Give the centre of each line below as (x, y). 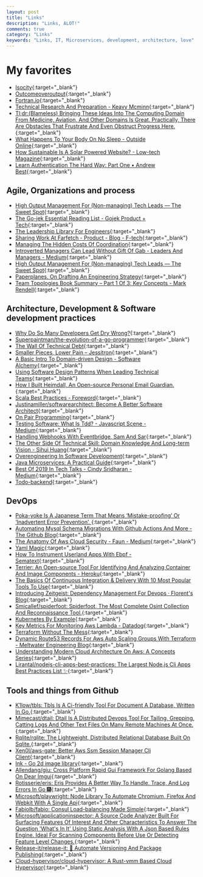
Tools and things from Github (63, 690)
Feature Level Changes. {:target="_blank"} (67, 842)
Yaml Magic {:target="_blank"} (53, 548)
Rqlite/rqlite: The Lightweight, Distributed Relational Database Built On (102, 737)
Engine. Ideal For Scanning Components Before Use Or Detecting (97, 835)
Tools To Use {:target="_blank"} (54, 587)
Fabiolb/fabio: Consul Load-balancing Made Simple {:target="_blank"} (102, 809)
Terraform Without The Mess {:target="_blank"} (74, 632)
